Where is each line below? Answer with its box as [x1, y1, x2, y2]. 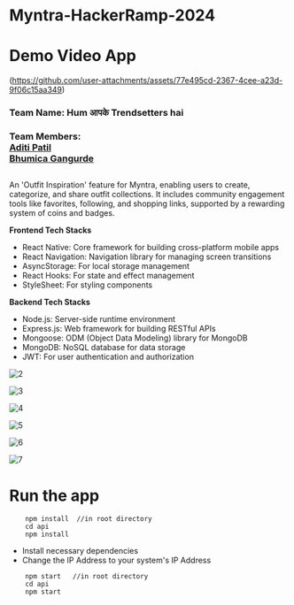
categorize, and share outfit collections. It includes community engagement [9, 189, 285, 200]
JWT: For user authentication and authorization [21, 351, 195, 363]
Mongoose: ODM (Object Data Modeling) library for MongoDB [21, 333, 248, 343]
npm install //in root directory [25, 515, 152, 524]
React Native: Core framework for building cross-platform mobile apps [21, 242, 280, 253]
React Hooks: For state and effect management [21, 271, 195, 281]
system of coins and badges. [9, 208, 115, 218]
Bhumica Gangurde [9, 152, 95, 165]
